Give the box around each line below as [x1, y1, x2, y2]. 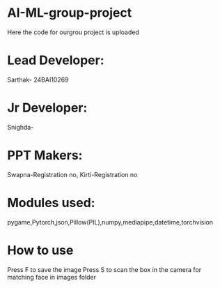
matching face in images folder [7, 273, 96, 281]
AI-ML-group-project [7, 5, 132, 21]
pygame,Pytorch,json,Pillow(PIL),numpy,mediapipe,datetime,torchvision [7, 218, 214, 226]
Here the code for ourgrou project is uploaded [7, 28, 139, 36]
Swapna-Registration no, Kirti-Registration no [7, 170, 138, 179]
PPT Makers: [7, 148, 83, 163]
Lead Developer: [7, 52, 104, 68]
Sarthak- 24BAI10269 [7, 75, 69, 84]
